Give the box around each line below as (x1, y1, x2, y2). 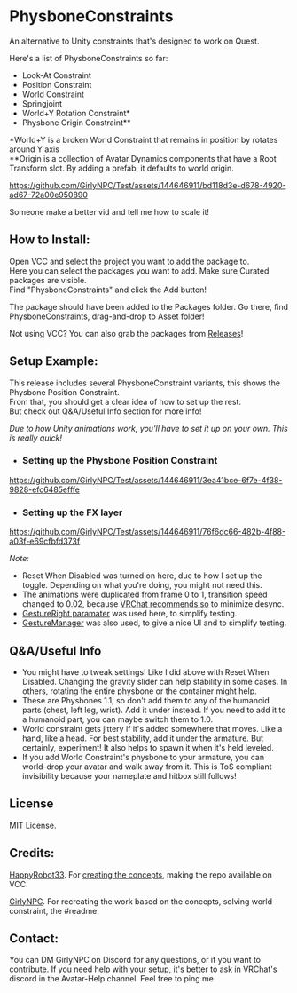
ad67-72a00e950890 (9, 189, 89, 200)
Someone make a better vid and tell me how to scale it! (9, 206, 210, 217)
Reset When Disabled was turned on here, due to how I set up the (21, 570, 262, 581)
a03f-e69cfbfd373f (9, 536, 81, 547)
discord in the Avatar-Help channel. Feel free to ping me (9, 973, 215, 984)
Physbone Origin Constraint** (21, 117, 131, 128)
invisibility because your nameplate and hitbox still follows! (21, 770, 237, 781)
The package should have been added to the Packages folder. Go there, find (9, 301, 289, 312)
